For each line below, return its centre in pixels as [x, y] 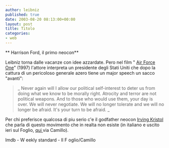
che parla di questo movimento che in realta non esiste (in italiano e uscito [82, 125]
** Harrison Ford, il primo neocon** [42, 52]
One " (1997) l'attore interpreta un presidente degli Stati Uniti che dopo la [80, 67]
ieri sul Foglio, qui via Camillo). [37, 130]
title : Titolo [20, 29]
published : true [22, 15]
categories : [18, 33]
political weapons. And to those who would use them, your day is [85, 98]
